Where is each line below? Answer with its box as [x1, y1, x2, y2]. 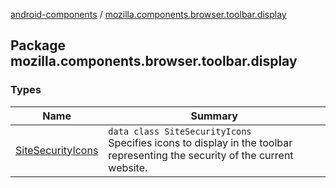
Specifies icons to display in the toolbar [108, 135, 293, 149]
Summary [190, 109, 238, 123]
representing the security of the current [108, 148, 294, 162]
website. [108, 160, 148, 174]
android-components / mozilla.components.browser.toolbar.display [10, 9, 287, 20]
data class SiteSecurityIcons [108, 125, 252, 137]
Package [10, 37, 67, 54]
